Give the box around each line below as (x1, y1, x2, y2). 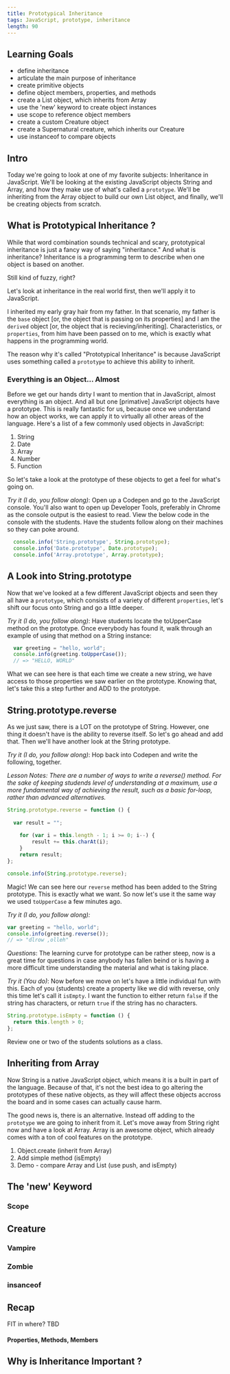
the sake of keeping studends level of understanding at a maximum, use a (7, 779, 218, 787)
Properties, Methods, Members (7, 1335, 98, 1344)
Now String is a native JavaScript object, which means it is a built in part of (7, 1075, 219, 1084)
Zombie (7, 1262, 34, 1271)
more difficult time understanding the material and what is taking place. (7, 964, 209, 972)
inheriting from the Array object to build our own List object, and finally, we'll (7, 193, 223, 200)
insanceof (7, 1280, 42, 1290)
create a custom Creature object (16, 118, 109, 126)
